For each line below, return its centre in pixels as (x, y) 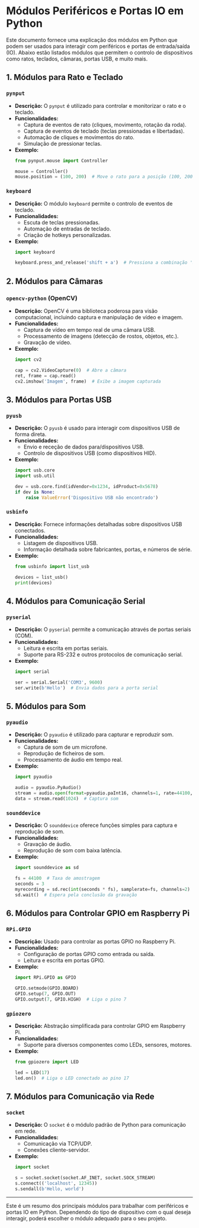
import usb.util (35, 476)
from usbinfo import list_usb (52, 566)
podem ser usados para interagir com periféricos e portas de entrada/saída (98, 46)
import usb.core (35, 470)
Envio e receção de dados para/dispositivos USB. (84, 447)
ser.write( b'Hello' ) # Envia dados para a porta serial (86, 688)
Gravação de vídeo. (48, 342)
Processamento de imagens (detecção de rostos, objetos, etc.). (101, 336)
